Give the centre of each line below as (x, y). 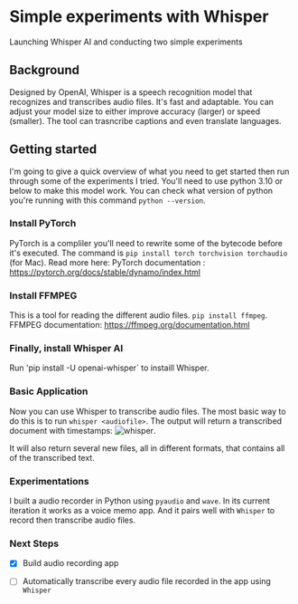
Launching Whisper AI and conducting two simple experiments (126, 42)
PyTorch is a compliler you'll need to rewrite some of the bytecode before (146, 243)
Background (44, 70)
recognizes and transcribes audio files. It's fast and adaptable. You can (141, 101)
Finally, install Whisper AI (66, 349)
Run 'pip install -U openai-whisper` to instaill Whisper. (109, 368)
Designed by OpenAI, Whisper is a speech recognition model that (131, 91)
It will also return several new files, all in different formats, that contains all (147, 448)
